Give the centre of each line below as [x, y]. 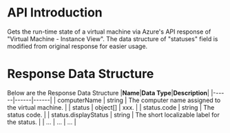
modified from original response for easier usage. [77, 46]
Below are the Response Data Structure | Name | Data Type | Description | [108, 93]
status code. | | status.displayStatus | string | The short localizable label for [114, 114]
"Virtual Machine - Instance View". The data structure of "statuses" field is [113, 38]
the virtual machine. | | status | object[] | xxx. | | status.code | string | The [111, 107]
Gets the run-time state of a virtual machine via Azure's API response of [109, 32]
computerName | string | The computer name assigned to [139, 100]
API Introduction [55, 13]
